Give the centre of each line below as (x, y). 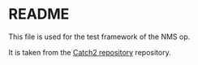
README (39, 14)
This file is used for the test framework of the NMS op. (99, 37)
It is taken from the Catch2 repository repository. (90, 52)
